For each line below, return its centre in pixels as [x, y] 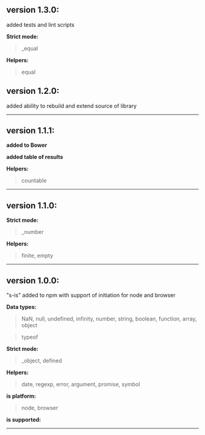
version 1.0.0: [33, 281]
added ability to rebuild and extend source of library [72, 105]
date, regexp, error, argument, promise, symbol [81, 384]
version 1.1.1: [31, 131]
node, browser [40, 408]
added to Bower [27, 145]
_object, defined [41, 361]
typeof [30, 337]
